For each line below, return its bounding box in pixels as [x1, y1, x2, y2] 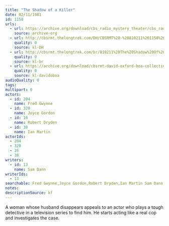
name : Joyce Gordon [14, 110, 55, 116]
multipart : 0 [5, 87, 33, 92]
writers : [5, 157, 24, 162]
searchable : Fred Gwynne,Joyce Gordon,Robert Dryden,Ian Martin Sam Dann [5, 181, 163, 186]
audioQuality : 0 [5, 78, 39, 83]
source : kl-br [14, 59, 44, 64]
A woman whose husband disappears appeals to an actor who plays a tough [5, 204, 163, 210]
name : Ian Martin [14, 129, 51, 134]
